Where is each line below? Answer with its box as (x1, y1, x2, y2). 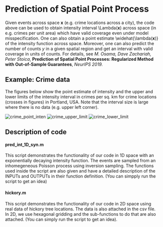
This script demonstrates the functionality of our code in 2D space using (5, 201, 152, 206)
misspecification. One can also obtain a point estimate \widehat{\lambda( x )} (5, 35, 159, 41)
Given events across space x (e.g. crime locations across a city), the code (5, 20, 155, 25)
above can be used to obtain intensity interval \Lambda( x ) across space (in (5, 25, 157, 30)
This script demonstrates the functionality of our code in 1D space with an (5, 152, 154, 158)
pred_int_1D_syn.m (5, 141, 44, 148)
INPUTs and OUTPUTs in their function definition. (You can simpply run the (5, 173, 156, 179)
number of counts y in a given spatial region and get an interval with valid (5, 46, 153, 51)
